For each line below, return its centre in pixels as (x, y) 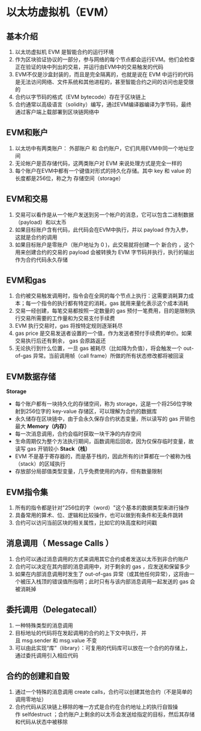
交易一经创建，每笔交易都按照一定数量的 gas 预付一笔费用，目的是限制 (102, 311)
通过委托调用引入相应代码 (46, 655)
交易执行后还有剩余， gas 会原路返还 (60, 341)
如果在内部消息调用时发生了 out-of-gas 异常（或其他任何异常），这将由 (102, 574)
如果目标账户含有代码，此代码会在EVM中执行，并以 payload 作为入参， (103, 229)
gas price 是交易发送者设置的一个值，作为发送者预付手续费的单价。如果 (103, 333)
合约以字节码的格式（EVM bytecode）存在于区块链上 (80, 97)
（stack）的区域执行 (40, 464)
